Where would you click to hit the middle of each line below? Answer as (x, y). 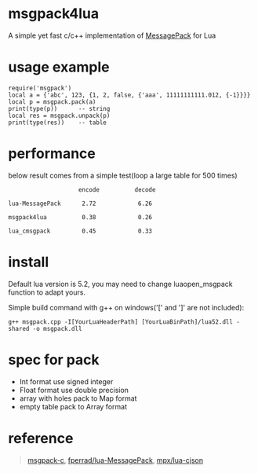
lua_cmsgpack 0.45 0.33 (80, 231)
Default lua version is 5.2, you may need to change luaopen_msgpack (120, 284)
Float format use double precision (74, 390)
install (29, 262)
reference (41, 438)
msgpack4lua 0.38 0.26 (80, 217)
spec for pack (54, 359)
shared (19, 328)
